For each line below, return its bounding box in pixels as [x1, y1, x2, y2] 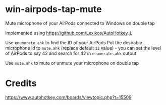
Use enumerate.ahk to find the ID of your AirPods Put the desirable [5, 39, 143, 46]
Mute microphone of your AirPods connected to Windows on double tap [5, 20, 155, 26]
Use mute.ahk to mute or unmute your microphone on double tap [5, 60, 139, 66]
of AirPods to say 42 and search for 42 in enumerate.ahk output [5, 50, 137, 56]
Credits [5, 78, 37, 89]
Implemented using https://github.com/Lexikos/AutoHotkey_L [5, 30, 133, 36]
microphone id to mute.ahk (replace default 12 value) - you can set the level [5, 45, 161, 51]
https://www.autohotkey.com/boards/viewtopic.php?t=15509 [5, 94, 132, 100]
